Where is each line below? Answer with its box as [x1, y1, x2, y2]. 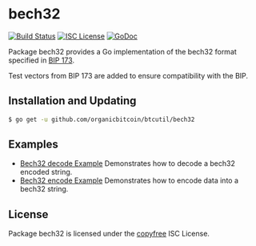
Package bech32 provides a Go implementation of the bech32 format [8, 46, 238, 56]
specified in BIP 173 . [8, 55, 74, 65]
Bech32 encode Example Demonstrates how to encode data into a [19, 175, 238, 185]
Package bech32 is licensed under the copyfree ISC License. [8, 229, 210, 239]
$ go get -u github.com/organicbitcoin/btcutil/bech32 [8, 115, 195, 123]
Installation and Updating [8, 94, 137, 108]
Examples [8, 138, 58, 151]
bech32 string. [19, 184, 69, 194]
